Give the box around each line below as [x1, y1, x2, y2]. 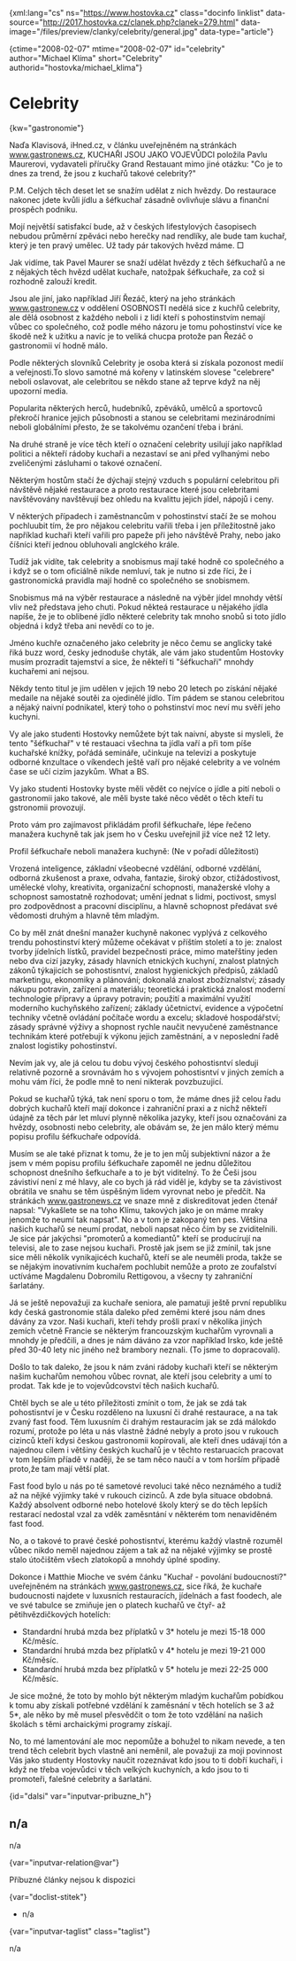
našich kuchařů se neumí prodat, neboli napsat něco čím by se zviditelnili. [9, 1223, 278, 1234]
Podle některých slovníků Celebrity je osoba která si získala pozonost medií [9, 357, 285, 368]
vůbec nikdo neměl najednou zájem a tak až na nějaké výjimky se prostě [9, 1545, 272, 1555]
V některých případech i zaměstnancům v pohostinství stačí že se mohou [9, 510, 277, 521]
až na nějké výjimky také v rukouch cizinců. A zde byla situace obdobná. [9, 1490, 274, 1500]
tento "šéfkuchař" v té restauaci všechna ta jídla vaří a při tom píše [9, 737, 252, 748]
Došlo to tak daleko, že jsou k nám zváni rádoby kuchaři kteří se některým [9, 1361, 278, 1372]
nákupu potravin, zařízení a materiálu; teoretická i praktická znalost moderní [9, 984, 285, 994]
